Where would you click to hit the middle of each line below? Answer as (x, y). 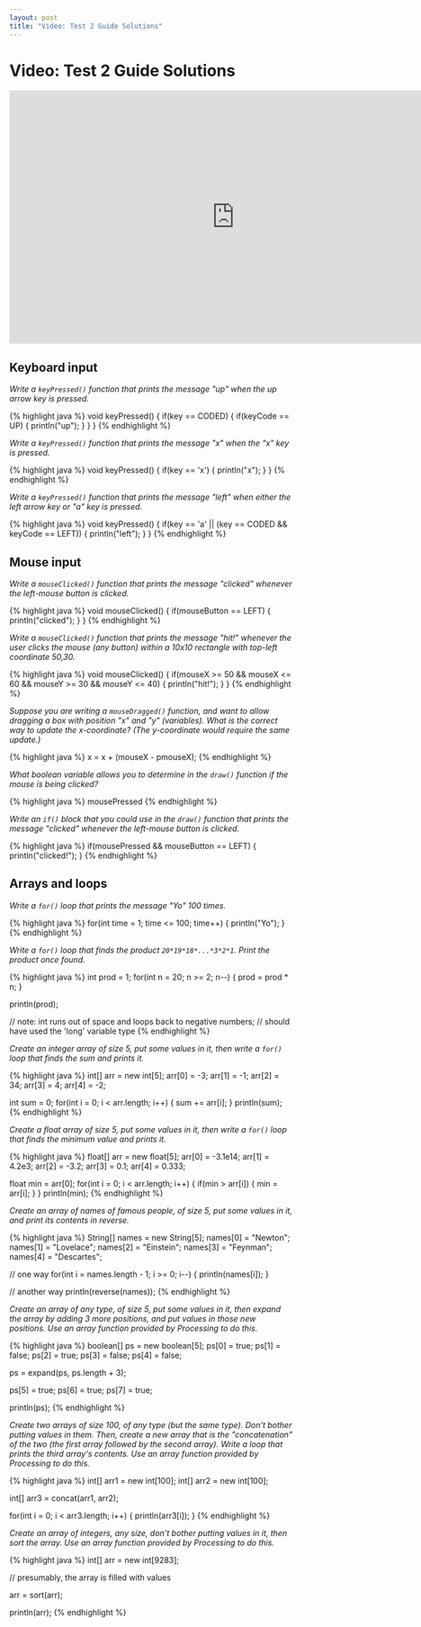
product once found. (47, 959)
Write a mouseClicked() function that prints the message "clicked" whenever (151, 584)
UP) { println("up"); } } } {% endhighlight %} (90, 426)
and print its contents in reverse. (69, 1220)
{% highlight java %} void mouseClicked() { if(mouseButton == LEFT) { (140, 611)
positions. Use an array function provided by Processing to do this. (134, 1328)
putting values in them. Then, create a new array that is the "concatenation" (151, 1434)
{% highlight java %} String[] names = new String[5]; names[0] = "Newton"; (150, 1237)
